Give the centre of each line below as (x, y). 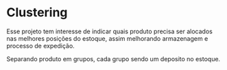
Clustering (37, 13)
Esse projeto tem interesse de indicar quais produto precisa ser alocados (110, 31)
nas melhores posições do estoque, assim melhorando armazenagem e (107, 38)
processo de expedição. (40, 46)
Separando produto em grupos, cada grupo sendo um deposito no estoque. (113, 58)
